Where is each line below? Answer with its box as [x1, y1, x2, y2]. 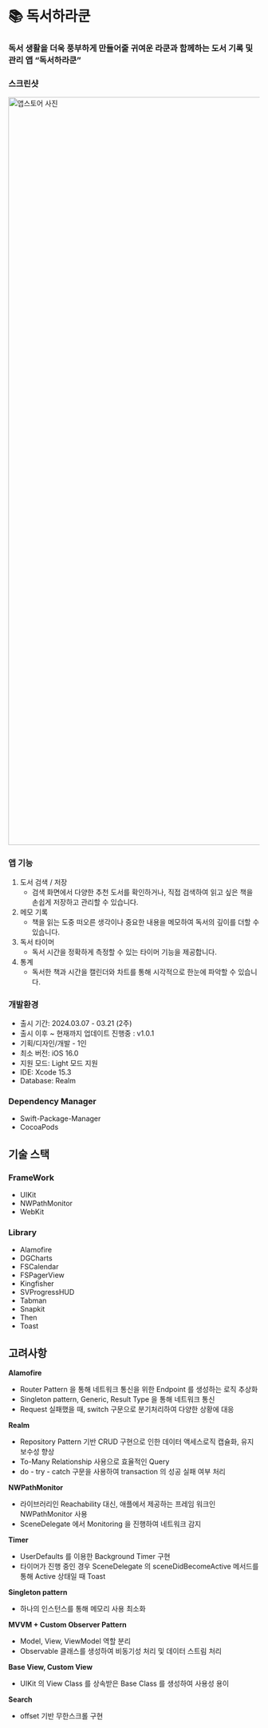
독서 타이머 [19, 937, 55, 946]
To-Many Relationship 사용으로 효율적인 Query [19, 1457, 170, 1466]
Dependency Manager [8, 1095, 97, 1107]
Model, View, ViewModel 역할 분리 [19, 1636, 132, 1646]
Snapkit [19, 1304, 45, 1314]
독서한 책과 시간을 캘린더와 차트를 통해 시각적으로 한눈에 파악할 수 [31, 967, 237, 976]
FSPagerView [19, 1270, 65, 1280]
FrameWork [8, 1172, 54, 1183]
